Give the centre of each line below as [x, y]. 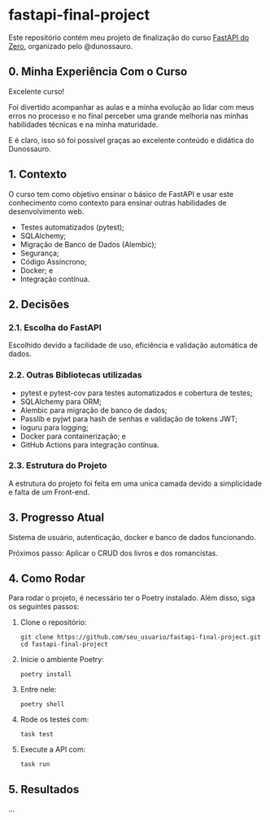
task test [37, 735]
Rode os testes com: [54, 720]
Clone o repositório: [53, 622]
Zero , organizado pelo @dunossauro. [71, 46]
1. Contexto [38, 174]
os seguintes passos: [44, 607]
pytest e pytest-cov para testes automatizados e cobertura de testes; [136, 393]
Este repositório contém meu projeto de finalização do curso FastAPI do [129, 37]
